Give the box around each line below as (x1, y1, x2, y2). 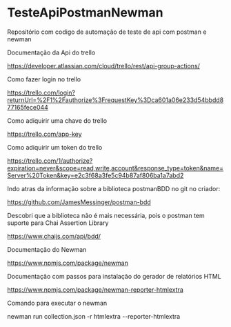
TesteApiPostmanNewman (7, 5, 163, 21)
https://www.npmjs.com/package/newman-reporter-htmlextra (7, 285, 184, 294)
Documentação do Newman (7, 245, 87, 253)
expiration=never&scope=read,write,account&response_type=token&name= (7, 163, 224, 172)
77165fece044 (7, 103, 48, 111)
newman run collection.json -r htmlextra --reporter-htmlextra (7, 312, 181, 320)
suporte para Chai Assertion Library (7, 219, 109, 227)
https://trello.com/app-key (7, 130, 82, 138)
